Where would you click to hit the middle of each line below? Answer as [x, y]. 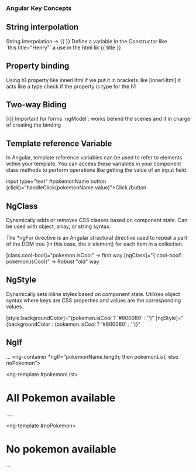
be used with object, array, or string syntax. [59, 226]
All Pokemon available [61, 398]
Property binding [38, 66]
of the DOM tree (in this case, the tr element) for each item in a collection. [95, 244]
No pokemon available [61, 449]
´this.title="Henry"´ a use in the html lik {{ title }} [64, 47]
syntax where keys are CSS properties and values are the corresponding [94, 300]
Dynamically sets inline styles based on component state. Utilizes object [93, 294]
